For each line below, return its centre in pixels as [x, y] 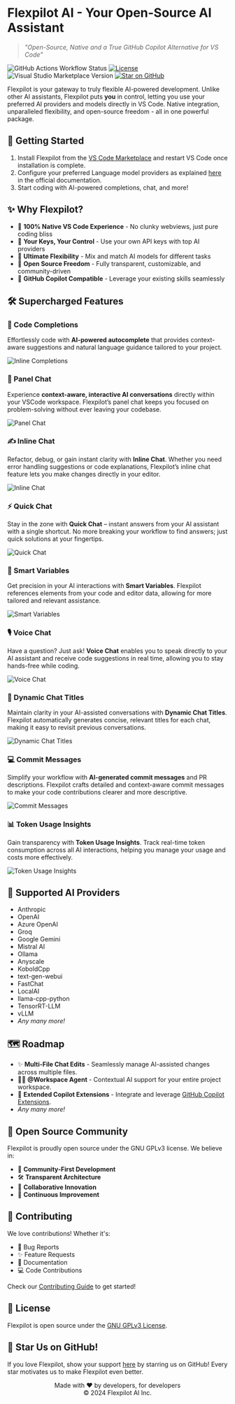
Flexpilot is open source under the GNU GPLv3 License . [87, 1325]
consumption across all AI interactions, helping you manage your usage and [116, 850]
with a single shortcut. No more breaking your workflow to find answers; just [117, 532]
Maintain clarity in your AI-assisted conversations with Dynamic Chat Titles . [117, 712]
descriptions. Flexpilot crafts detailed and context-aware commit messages [116, 785]
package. [21, 119]
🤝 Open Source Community [67, 1131]
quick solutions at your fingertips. [56, 539]
